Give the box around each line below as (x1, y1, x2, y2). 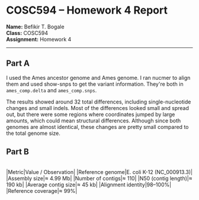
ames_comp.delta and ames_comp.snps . (6, 86, 97, 93)
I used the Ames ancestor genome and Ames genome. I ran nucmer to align (6, 74, 191, 81)
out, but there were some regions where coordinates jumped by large (6, 111, 175, 118)
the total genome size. (6, 130, 60, 137)
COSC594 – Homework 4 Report (6, 4, 168, 17)
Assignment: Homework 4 (6, 36, 72, 43)
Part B (6, 147, 30, 157)
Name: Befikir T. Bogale (6, 23, 65, 30)
